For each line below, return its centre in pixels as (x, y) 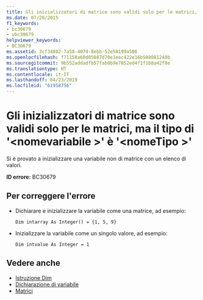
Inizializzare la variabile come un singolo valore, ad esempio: (91, 233)
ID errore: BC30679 (31, 177)
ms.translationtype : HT (37, 69)
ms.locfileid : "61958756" (39, 86)
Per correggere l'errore (51, 196)
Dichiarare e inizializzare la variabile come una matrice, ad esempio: (100, 210)
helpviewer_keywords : (34, 40)
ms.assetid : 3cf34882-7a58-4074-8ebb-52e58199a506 (72, 52)
